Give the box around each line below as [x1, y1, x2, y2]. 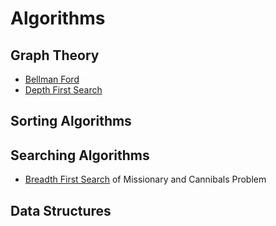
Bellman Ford [24, 73, 80, 85]
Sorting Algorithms [10, 113, 132, 130]
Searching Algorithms [10, 147, 150, 164]
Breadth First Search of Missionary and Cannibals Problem [24, 173, 267, 186]
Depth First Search [24, 84, 103, 96]
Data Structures [10, 202, 112, 219]
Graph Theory [10, 47, 100, 64]
